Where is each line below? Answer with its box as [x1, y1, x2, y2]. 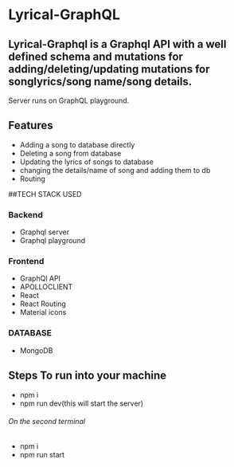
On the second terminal [8, 417, 86, 426]
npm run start [19, 449, 65, 459]
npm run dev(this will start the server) [19, 398, 144, 408]
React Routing [19, 299, 66, 308]
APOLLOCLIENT [19, 282, 73, 292]
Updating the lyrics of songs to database [19, 157, 154, 167]
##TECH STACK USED [8, 189, 82, 198]
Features [8, 119, 53, 132]
